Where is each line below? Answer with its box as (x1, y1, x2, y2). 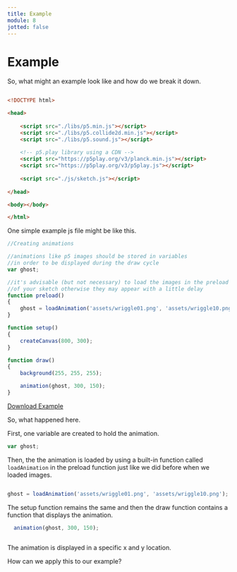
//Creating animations (7, 241, 74, 248)
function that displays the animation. (7, 511, 113, 519)
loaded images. (7, 470, 52, 479)
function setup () (7, 324, 59, 331)
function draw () (7, 357, 55, 364)
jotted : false (7, 23, 49, 30)
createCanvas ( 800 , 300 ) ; (20, 337, 93, 344)
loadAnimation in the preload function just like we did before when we (7, 463, 210, 471)
